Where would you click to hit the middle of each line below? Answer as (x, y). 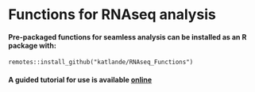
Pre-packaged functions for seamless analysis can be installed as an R (127, 36)
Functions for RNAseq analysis (112, 15)
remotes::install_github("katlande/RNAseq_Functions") (101, 62)
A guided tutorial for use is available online (80, 79)
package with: (33, 45)
